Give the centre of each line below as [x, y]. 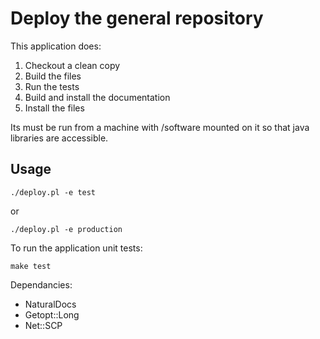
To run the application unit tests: [76, 248]
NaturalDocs [50, 304]
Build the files [53, 76]
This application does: [56, 46]
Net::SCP [43, 325]
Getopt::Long [52, 314]
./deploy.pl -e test [53, 192]
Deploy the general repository [137, 18]
